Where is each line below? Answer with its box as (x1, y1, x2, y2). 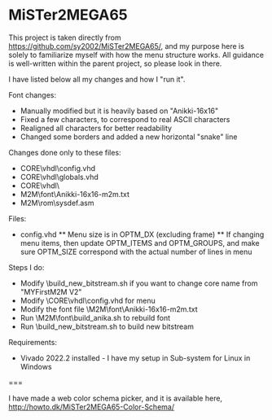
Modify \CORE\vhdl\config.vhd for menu (20, 295, 156, 305)
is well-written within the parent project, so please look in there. (8, 59, 222, 68)
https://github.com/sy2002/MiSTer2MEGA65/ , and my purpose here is (8, 41, 244, 50)
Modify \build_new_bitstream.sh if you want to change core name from (20, 278, 258, 288)
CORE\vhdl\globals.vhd (20, 172, 99, 182)
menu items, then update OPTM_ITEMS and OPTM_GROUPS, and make (20, 238, 260, 247)
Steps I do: (8, 262, 45, 272)
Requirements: (8, 337, 57, 347)
